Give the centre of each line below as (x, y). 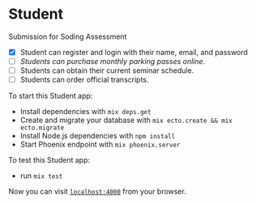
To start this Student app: (51, 96)
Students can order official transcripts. (84, 80)
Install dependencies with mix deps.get (85, 112)
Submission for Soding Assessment (68, 36)
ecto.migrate (42, 128)
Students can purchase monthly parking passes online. (113, 61)
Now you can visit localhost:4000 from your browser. (97, 192)
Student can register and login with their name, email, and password (134, 52)
